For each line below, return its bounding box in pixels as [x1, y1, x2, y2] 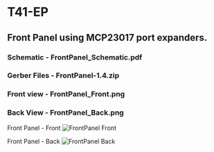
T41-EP [7, 4, 48, 20]
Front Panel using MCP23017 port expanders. [7, 32, 208, 44]
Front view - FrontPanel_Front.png [7, 89, 125, 99]
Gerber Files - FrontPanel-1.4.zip [7, 70, 120, 80]
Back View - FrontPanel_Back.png [7, 108, 125, 117]
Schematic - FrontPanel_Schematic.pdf [7, 53, 143, 62]
